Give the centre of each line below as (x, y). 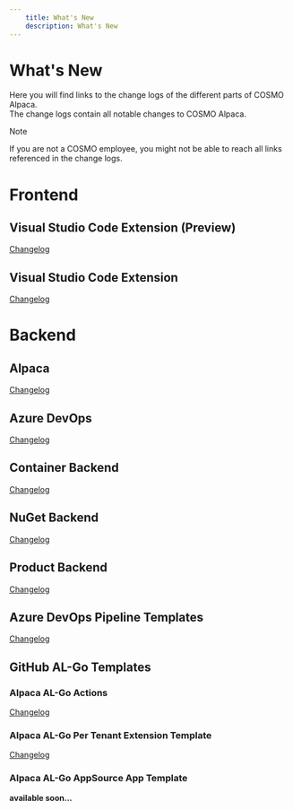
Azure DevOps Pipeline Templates (107, 617)
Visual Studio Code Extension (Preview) (123, 228)
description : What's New (72, 26)
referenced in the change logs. (66, 159)
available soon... (41, 797)
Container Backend (64, 468)
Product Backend (58, 567)
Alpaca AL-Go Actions (59, 692)
